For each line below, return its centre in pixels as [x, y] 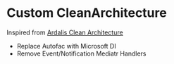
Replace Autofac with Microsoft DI [67, 46]
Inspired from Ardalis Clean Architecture [65, 32]
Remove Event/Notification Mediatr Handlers [81, 53]
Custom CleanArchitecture [87, 13]
